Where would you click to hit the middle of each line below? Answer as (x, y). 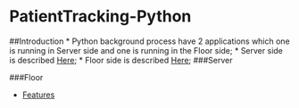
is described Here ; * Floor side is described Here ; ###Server (121, 60)
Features (38, 95)
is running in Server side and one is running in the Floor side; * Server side (146, 50)
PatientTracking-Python (100, 17)
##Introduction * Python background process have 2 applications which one (149, 41)
